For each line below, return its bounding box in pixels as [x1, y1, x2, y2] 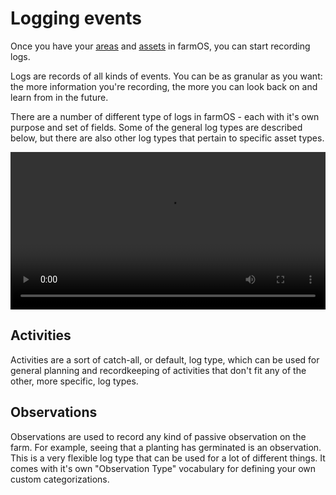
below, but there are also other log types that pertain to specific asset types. [10, 132, 325, 144]
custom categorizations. [10, 473, 110, 485]
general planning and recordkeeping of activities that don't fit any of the [10, 364, 307, 376]
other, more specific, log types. [10, 375, 139, 387]
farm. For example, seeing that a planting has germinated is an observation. [10, 441, 322, 453]
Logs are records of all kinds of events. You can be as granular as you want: [10, 70, 323, 82]
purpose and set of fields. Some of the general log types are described [10, 121, 303, 133]
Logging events [10, 7, 143, 30]
